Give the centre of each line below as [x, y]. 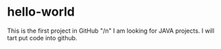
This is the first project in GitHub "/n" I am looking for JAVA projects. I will [111, 31]
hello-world [41, 12]
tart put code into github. [42, 37]
